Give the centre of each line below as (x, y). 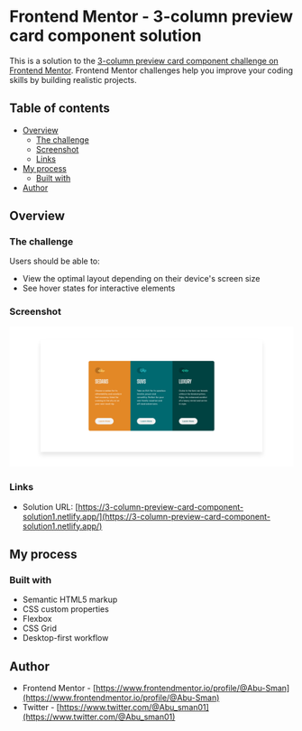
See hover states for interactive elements (99, 288)
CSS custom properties (66, 609)
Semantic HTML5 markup (70, 600)
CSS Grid (39, 628)
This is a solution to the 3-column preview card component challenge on (144, 60)
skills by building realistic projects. (73, 79)
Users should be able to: (55, 261)
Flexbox (37, 619)
